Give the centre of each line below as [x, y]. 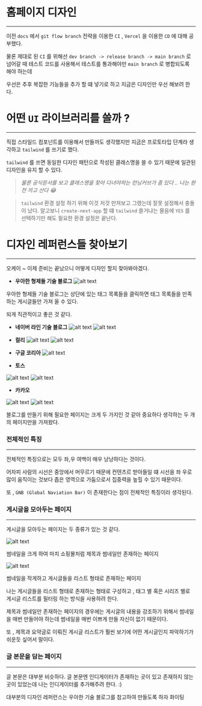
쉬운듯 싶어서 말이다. [30, 640]
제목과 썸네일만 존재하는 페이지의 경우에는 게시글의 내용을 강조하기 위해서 [92, 612]
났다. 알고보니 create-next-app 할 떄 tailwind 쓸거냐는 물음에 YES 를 [109, 210]
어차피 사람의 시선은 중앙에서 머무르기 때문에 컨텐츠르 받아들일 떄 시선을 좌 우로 [99, 472]
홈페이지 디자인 [41, 12]
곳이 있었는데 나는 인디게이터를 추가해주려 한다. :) [64, 684]
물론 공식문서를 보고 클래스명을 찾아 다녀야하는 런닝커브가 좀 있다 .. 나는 [105, 182]
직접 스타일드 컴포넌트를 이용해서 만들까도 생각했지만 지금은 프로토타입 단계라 [97, 142]
